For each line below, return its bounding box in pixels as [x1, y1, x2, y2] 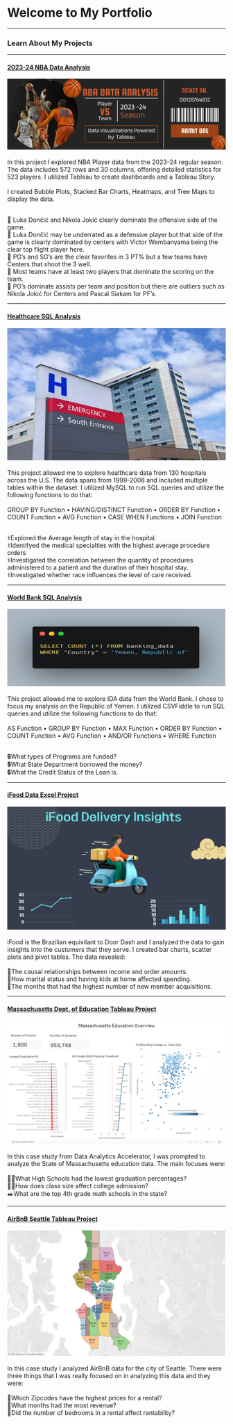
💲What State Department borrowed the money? [7, 760, 143, 768]
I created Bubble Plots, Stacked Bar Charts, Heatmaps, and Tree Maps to [7, 188, 215, 196]
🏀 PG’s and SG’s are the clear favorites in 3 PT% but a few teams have [7, 252, 208, 261]
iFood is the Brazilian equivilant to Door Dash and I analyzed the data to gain [7, 938, 225, 946]
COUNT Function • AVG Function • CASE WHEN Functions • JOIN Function [7, 513, 222, 521]
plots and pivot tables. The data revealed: [7, 953, 126, 961]
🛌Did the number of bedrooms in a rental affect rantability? [7, 1409, 175, 1417]
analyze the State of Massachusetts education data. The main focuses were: [7, 1159, 226, 1167]
